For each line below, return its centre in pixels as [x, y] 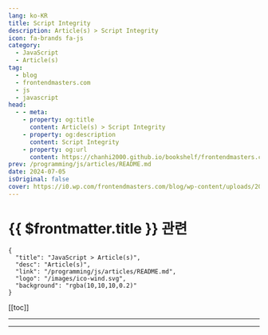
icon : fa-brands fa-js [46, 38]
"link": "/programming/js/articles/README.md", [96, 271]
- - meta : [32, 113]
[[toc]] [19, 307]
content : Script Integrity [74, 142]
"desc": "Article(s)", [53, 265]
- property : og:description [69, 134]
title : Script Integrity [49, 23]
